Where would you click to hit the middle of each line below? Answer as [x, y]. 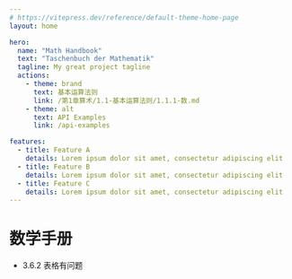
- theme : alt [50, 109]
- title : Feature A [54, 150]
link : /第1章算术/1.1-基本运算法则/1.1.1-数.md [116, 100]
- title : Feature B [54, 167]
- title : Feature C [54, 183]
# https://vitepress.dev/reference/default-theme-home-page [124, 17]
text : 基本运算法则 [66, 92]
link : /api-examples [71, 126]
